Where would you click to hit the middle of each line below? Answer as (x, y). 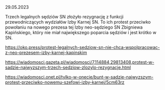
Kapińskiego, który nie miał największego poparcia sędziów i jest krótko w (81, 32)
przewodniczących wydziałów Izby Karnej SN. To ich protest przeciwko (78, 22)
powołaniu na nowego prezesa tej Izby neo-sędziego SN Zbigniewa (74, 27)
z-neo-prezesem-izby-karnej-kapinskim (46, 52)
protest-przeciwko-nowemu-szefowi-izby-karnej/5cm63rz (65, 82)
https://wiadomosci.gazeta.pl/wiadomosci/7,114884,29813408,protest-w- (80, 62)
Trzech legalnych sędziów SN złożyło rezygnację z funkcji (64, 17)
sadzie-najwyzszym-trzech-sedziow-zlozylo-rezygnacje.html (68, 67)
